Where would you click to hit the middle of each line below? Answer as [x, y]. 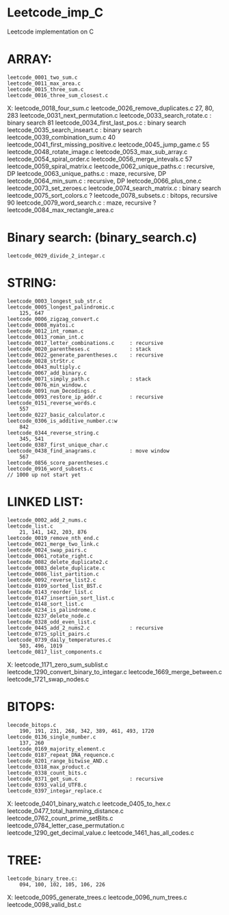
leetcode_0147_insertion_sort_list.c [61, 598]
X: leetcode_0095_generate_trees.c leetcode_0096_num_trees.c [97, 897]
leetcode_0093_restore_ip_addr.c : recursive [85, 397]
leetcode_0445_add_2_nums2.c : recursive [85, 628]
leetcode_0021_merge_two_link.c [53, 544]
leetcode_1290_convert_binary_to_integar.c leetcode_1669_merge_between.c [114, 671]
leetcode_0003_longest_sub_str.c [55, 301]
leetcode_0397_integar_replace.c [55, 791]
